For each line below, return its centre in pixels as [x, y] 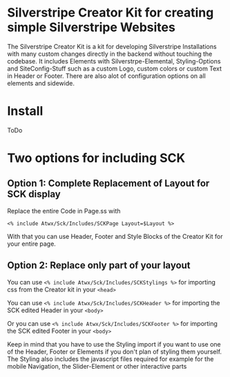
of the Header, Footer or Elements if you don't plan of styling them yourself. [115, 351]
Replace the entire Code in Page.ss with [64, 211]
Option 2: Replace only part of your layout [99, 265]
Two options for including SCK [96, 158]
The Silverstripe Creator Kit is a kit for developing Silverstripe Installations [112, 46]
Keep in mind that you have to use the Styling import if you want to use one [114, 344]
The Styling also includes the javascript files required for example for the [111, 359]
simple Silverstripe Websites [92, 27]
